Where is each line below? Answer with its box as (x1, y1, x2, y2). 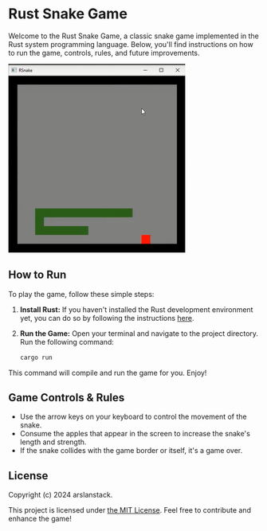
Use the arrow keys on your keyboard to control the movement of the (19, 412, 247, 422)
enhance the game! (8, 514, 72, 524)
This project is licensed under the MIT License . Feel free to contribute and (8, 506, 251, 515)
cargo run (19, 353, 53, 361)
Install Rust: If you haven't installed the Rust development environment (19, 304, 253, 314)
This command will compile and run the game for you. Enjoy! (8, 368, 207, 377)
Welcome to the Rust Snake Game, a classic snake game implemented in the (8, 31, 259, 41)
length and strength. (19, 437, 87, 447)
